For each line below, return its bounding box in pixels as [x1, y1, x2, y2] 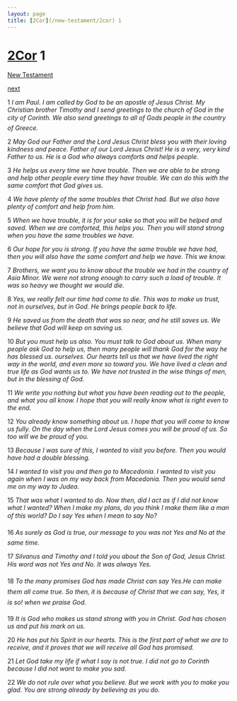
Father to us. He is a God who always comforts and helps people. [7, 153, 199, 161]
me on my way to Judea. [7, 482, 80, 491]
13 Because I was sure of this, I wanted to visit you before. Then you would [7, 446, 226, 455]
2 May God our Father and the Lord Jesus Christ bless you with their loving [7, 137, 227, 146]
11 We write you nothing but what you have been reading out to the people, [7, 388, 226, 397]
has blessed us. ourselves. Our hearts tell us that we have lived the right [7, 352, 218, 361]
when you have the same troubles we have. [7, 231, 134, 240]
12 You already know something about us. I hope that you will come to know [7, 417, 230, 426]
